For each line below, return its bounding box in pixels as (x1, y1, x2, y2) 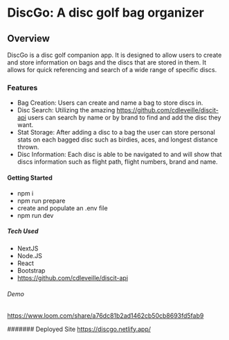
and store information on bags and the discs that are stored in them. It (7, 58, 206, 67)
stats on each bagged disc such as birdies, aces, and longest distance (17, 135, 218, 144)
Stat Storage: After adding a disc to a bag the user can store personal (17, 128, 216, 137)
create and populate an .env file (17, 203, 109, 212)
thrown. (17, 143, 39, 151)
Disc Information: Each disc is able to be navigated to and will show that (17, 151, 223, 159)
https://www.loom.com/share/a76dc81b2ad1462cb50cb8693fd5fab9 (7, 311, 204, 320)
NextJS (17, 244, 39, 253)
